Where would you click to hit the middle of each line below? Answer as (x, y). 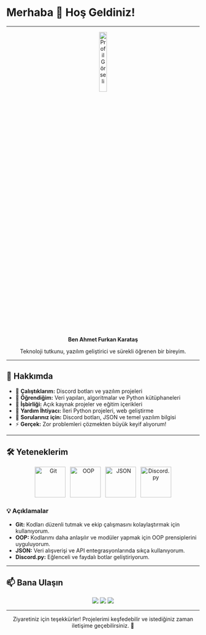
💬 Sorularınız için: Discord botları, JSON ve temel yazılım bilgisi (96, 417)
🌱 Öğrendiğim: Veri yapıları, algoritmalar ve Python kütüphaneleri (98, 397)
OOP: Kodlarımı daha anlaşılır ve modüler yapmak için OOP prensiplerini (106, 537)
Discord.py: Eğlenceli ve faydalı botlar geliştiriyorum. (82, 557)
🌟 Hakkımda (30, 376)
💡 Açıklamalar (28, 511)
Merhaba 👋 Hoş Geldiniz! (71, 13)
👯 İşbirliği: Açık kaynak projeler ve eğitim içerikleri (79, 404)
